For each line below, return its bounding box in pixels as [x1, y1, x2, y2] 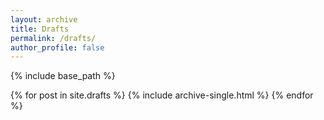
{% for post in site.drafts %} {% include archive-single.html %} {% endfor [10, 89, 314, 101]
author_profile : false [10, 42, 105, 53]
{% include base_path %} [10, 70, 116, 82]
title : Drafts [10, 24, 70, 34]
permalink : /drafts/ [10, 33, 97, 43]
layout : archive [10, 14, 78, 25]
